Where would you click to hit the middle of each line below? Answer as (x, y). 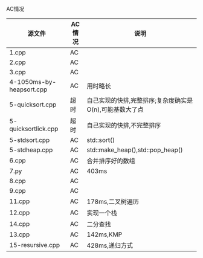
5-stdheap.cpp (31, 150)
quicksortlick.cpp (34, 129)
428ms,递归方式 (110, 245)
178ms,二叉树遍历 (113, 202)
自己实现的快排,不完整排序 (124, 125)
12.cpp (20, 212)
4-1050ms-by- (33, 82)
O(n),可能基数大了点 (115, 109)
